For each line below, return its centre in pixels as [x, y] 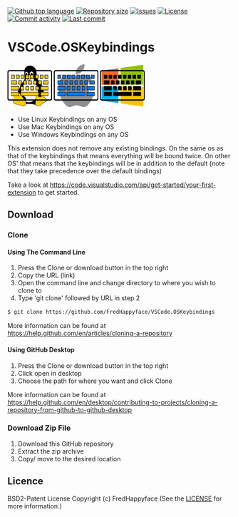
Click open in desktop [50, 373]
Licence [26, 481]
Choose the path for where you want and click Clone [95, 381]
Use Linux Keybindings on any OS [67, 119]
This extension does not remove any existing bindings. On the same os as [115, 148]
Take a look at [28, 185]
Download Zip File [39, 428]
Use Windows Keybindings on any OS [73, 134]
